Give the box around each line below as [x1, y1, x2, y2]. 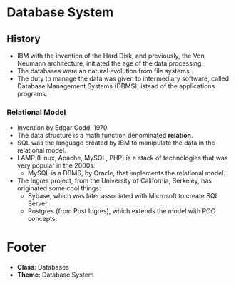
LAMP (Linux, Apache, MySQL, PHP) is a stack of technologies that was [16, 154, 228, 163]
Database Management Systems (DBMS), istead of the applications [16, 82, 215, 90]
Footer [6, 240, 47, 255]
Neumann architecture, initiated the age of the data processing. [16, 59, 204, 68]
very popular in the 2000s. [16, 161, 96, 170]
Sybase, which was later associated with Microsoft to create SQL [27, 192, 219, 200]
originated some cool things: [16, 184, 101, 193]
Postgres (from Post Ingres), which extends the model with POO [27, 207, 216, 215]
